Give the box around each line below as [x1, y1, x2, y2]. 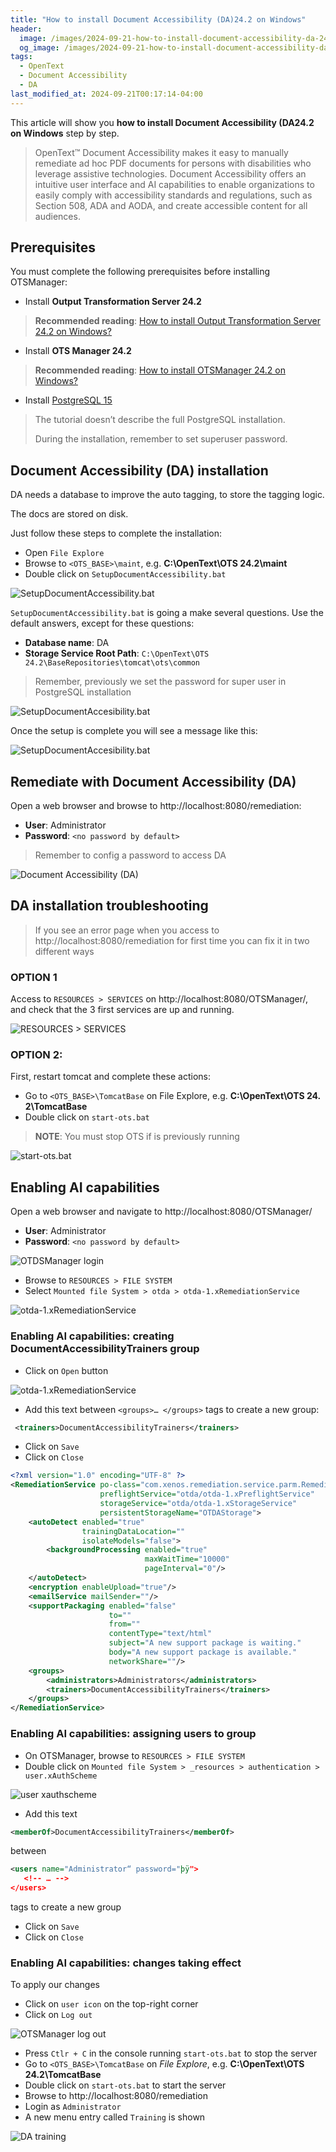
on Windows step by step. [10, 127, 120, 139]
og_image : [19, 42, 60, 53]
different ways [34, 945, 95, 957]
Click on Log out [24, 2009, 93, 2021]
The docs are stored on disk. [10, 508, 129, 520]
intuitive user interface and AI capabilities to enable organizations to [34, 178, 315, 190]
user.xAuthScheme [24, 1771, 98, 1781]
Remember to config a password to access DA [34, 849, 227, 861]
